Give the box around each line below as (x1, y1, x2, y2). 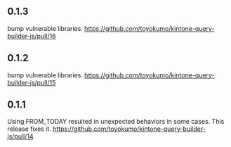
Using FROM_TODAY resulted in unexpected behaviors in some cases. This (7, 117, 225, 126)
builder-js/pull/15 (7, 78, 56, 87)
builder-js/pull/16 (7, 32, 56, 40)
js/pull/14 (7, 132, 34, 141)
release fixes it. (7, 124, 51, 133)
